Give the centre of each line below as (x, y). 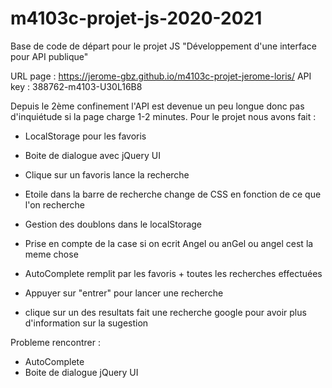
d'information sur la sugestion (86, 323)
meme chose (51, 254)
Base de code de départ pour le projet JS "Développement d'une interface (163, 46)
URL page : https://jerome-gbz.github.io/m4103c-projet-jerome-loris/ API (161, 76)
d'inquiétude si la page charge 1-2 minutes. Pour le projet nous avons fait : (163, 116)
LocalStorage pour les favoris (85, 136)
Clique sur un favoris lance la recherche (107, 174)
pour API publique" (49, 56)
